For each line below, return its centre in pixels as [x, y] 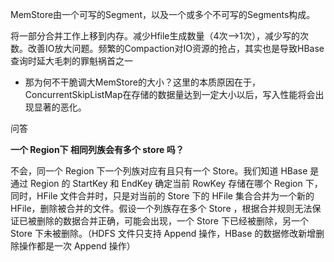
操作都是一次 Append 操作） [77, 246]
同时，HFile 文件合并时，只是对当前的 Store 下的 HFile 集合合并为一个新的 [162, 196]
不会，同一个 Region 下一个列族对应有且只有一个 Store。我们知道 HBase [159, 171]
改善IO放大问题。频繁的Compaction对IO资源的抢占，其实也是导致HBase [176, 48]
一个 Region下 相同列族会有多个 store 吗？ [97, 149]
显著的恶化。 [60, 107]
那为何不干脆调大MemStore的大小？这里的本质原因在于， [142, 82]
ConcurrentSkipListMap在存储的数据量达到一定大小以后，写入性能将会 [170, 94]
